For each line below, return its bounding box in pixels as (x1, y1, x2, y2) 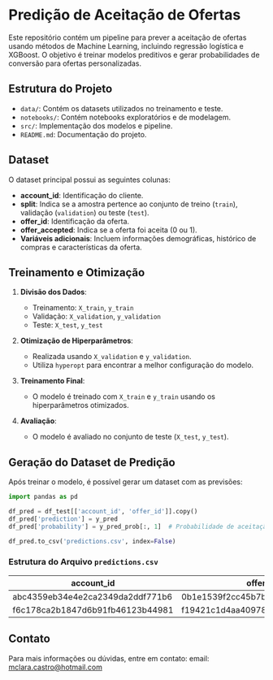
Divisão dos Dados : (19, 287, 87, 297)
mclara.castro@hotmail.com (8, 662, 103, 672)
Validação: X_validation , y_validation (32, 311, 161, 322)
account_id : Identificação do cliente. (19, 190, 144, 200)
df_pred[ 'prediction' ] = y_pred (8, 514, 118, 523)
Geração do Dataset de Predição (8, 455, 176, 469)
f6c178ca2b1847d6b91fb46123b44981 (12, 604, 174, 615)
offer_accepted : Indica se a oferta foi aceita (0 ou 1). (19, 225, 197, 235)
